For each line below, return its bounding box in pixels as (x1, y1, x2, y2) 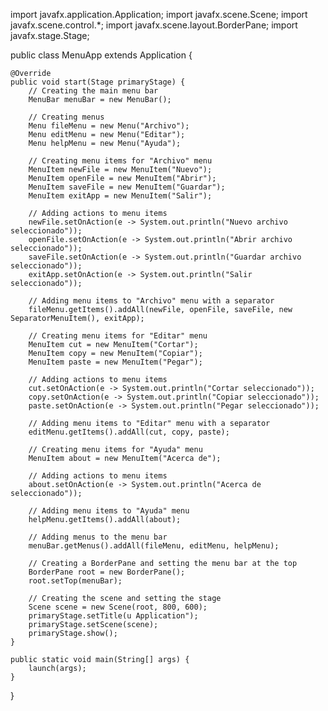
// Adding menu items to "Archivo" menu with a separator (28, 296, 275, 306)
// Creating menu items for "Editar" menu (28, 331, 208, 341)
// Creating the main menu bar (28, 86, 159, 96)
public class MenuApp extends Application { (10, 49, 193, 61)
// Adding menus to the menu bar (28, 532, 168, 542)
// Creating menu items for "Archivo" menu (28, 156, 213, 166)
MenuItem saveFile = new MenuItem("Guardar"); (28, 182, 226, 192)
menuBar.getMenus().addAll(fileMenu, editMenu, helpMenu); (28, 541, 280, 551)
